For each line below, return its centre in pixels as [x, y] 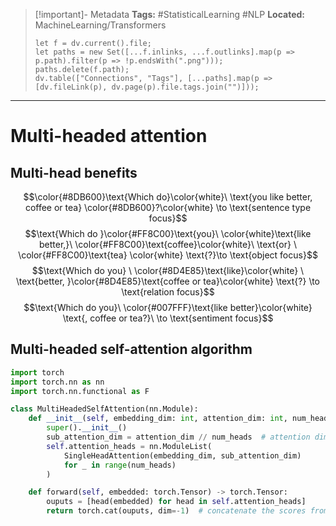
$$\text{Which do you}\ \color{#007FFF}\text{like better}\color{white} [168, 307]
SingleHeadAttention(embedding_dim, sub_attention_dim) [182, 455]
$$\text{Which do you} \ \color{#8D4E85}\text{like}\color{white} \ [168, 270]
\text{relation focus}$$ [168, 292]
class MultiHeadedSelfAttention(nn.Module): [104, 409]
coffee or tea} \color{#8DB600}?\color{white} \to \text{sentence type [168, 207]
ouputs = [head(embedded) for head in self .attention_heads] [176, 502]
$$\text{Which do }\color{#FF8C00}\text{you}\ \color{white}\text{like [168, 233]
